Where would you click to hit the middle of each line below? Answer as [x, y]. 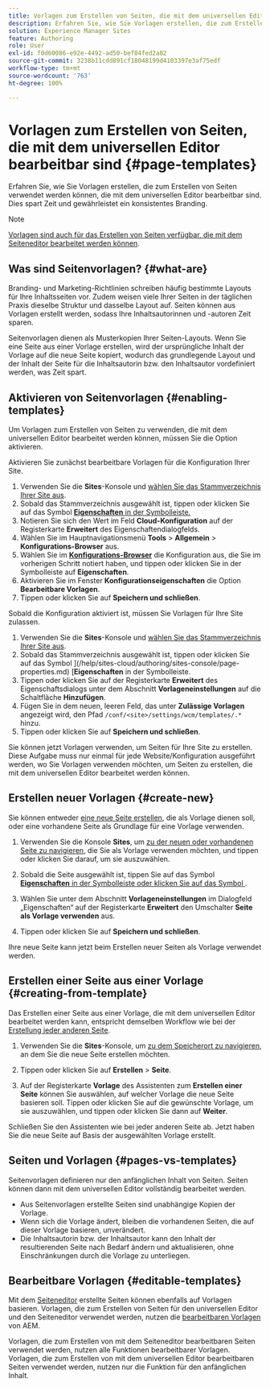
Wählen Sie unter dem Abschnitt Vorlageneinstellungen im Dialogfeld [136, 898]
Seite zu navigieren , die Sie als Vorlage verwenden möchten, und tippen [139, 850]
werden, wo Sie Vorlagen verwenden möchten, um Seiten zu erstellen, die [131, 764]
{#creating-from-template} [78, 994]
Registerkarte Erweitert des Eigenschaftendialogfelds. [110, 529]
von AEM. [24, 1326]
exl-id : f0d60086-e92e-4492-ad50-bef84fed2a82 [88, 53]
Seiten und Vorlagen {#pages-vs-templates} [123, 1161]
